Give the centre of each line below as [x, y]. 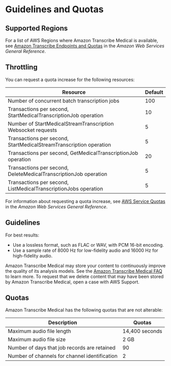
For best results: [22, 235]
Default [154, 92]
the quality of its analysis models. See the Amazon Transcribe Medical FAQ [84, 271]
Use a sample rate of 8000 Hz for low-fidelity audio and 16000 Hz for [85, 250]
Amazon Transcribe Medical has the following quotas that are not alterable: [84, 310]
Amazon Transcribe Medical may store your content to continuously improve [85, 266]
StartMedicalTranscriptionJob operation [55, 115]
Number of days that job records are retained [62, 348]
